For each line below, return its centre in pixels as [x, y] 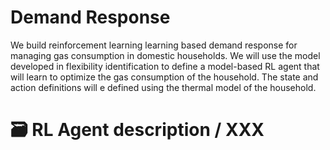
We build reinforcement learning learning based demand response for [154, 45]
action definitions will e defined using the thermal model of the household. [163, 87]
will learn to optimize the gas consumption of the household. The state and [164, 77]
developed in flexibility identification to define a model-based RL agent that [165, 66]
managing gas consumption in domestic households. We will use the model [165, 55]
